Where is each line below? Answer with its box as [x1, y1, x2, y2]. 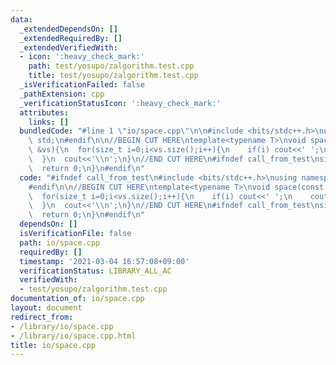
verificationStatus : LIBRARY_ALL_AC [19, 266, 172, 276]
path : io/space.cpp [19, 237, 101, 248]
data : [10, 14, 33, 25]
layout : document [10, 303, 83, 313]
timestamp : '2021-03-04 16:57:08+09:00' [19, 256, 190, 266]
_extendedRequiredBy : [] [19, 33, 123, 43]
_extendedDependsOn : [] [19, 24, 118, 34]
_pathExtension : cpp [19, 89, 105, 99]
